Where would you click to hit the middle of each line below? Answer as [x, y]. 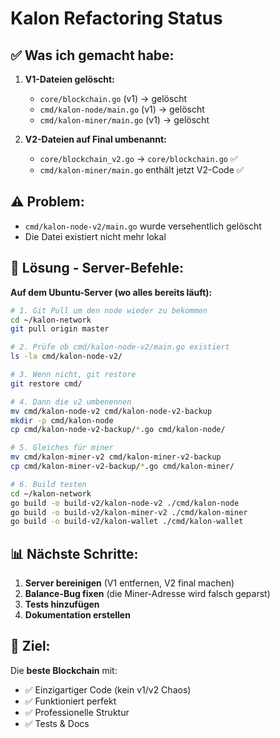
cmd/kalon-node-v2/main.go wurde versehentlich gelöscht [143, 226]
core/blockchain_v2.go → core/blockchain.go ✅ [138, 158]
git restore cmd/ [46, 383]
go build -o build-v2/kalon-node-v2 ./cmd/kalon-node [125, 503]
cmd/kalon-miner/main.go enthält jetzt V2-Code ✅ [142, 170]
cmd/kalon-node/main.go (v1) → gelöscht [122, 109]
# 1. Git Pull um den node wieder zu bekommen [109, 310]
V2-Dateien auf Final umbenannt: [95, 139]
